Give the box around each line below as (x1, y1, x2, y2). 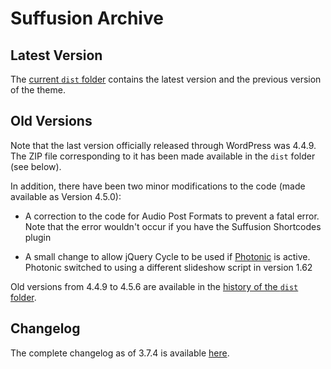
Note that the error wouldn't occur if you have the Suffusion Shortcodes (24, 220, 322, 232)
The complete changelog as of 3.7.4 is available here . (10, 347, 230, 359)
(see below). (10, 160, 62, 172)
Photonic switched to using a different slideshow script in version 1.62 (24, 261, 313, 273)
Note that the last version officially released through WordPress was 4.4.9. (10, 139, 317, 151)
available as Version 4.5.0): (10, 190, 122, 202)
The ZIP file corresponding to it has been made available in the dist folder (10, 150, 316, 162)
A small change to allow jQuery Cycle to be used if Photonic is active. (24, 250, 311, 262)
